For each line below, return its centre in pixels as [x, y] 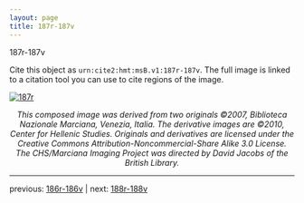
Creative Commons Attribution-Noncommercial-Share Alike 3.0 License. [152, 143]
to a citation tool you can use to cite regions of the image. [117, 79]
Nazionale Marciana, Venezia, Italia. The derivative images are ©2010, [152, 124]
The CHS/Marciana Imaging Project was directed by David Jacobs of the [152, 153]
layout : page [34, 18]
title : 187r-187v [42, 26]
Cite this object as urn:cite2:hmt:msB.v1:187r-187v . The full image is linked [150, 70]
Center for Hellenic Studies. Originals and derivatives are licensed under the [152, 133]
